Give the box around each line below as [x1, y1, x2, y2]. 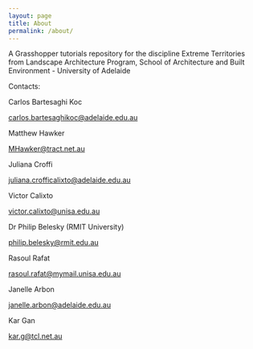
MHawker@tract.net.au [8, 144, 86, 154]
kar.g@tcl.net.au [8, 331, 63, 341]
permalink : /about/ [8, 27, 74, 35]
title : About [8, 19, 52, 27]
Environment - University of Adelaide [8, 66, 131, 76]
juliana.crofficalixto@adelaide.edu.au [8, 175, 131, 185]
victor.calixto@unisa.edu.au [8, 206, 100, 216]
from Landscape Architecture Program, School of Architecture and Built [8, 57, 245, 67]
